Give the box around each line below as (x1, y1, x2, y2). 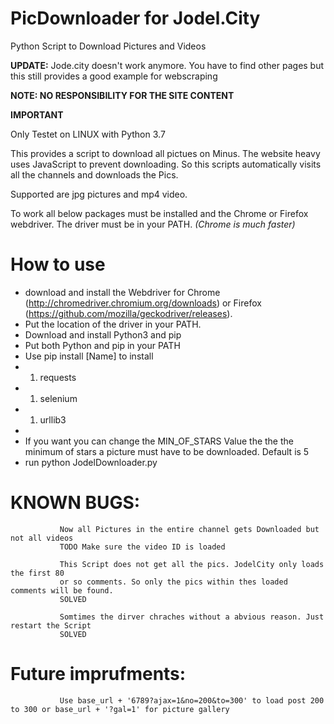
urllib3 (39, 413, 67, 426)
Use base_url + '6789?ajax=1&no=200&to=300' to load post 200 (59, 695, 325, 706)
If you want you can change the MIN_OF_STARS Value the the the (24, 435, 294, 447)
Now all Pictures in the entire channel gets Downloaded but (59, 524, 320, 534)
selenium (39, 392, 78, 404)
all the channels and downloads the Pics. (10, 168, 179, 181)
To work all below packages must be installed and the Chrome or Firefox (10, 207, 309, 219)
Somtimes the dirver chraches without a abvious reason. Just (59, 612, 325, 622)
